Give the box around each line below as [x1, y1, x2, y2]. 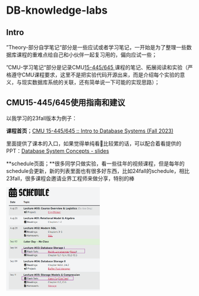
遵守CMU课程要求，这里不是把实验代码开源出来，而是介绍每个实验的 [11, 71, 180, 78]
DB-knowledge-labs [6, 4, 108, 17]
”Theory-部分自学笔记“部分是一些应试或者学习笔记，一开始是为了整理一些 [6, 44, 187, 51]
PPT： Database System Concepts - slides [6, 147, 109, 155]
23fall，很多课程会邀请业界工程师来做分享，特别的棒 [6, 175, 135, 182]
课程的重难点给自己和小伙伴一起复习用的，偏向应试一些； [16, 51, 157, 58]
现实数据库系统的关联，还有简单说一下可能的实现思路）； [21, 78, 160, 86]
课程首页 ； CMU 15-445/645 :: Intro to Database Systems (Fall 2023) [6, 127, 174, 134]
